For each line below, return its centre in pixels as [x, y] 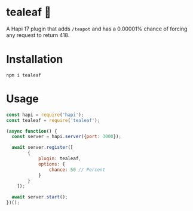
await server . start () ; [40, 197]
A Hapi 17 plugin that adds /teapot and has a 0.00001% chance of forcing [97, 29]
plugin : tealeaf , [60, 159]
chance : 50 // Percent [77, 170]
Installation [35, 59]
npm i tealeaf [24, 75]
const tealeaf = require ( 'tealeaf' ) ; [53, 120]
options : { [52, 164]
